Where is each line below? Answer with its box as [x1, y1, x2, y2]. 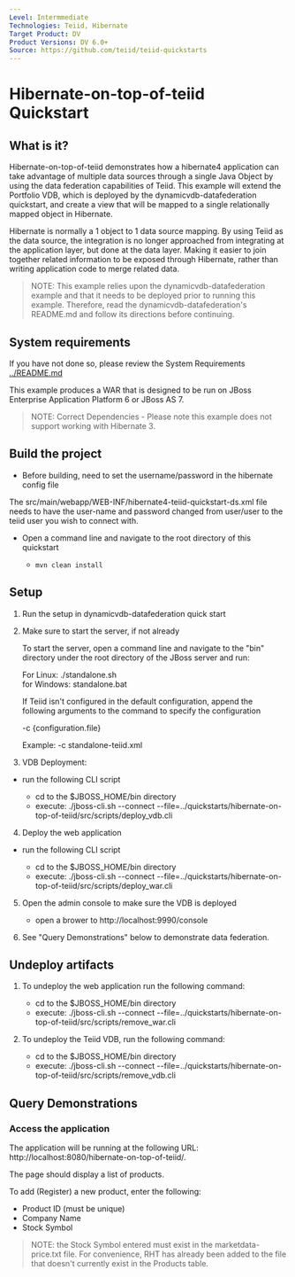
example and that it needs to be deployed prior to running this [30, 290, 256, 301]
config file [21, 479, 59, 490]
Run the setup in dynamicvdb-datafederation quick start [21, 608, 227, 619]
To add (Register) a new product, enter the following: [9, 1187, 201, 1197]
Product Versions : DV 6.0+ [9, 37, 109, 47]
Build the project [9, 447, 102, 462]
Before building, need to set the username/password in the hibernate [21, 470, 274, 480]
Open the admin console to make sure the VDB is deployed [21, 897, 237, 908]
